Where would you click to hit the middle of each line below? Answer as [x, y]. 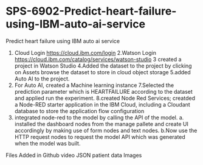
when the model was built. [47, 143]
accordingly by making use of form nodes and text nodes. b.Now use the [106, 130]
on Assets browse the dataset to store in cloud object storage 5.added [102, 72]
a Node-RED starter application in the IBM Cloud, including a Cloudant [102, 104]
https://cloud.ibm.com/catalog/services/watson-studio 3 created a [98, 59]
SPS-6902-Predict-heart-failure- [91, 11]
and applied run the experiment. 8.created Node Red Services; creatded [105, 98]
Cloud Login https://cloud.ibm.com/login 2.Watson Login [85, 52]
